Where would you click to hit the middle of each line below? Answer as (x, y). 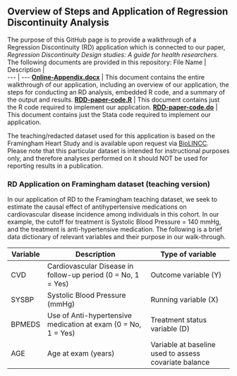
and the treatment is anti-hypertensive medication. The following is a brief (115, 229)
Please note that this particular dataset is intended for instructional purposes (119, 150)
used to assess (176, 353)
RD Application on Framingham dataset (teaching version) (109, 184)
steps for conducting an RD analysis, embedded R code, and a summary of (116, 92)
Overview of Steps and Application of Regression (118, 12)
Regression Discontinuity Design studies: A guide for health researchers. (113, 54)
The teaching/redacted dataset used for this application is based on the (111, 135)
